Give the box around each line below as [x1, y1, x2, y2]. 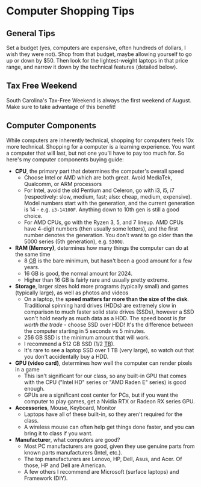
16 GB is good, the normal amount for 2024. [23, 270, 132, 277]
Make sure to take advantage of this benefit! [6, 103, 116, 110]
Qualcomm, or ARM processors [23, 180, 102, 187]
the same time [14, 250, 51, 258]
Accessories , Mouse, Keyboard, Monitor [14, 404, 116, 411]
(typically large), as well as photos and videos [14, 289, 129, 296]
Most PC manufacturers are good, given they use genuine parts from [23, 442, 195, 450]
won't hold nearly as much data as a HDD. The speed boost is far [23, 314, 186, 321]
